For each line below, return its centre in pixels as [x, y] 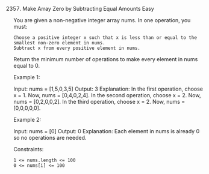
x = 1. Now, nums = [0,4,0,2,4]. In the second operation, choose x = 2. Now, [107, 95]
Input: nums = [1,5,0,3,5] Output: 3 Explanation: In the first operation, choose [108, 89]
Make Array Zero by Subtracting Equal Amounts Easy [88, 9]
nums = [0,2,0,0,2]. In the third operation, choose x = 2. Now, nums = [99, 102]
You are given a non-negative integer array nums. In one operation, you [102, 20]
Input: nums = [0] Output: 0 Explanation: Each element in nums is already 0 [107, 131]
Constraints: [29, 149]
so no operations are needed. [50, 138]
